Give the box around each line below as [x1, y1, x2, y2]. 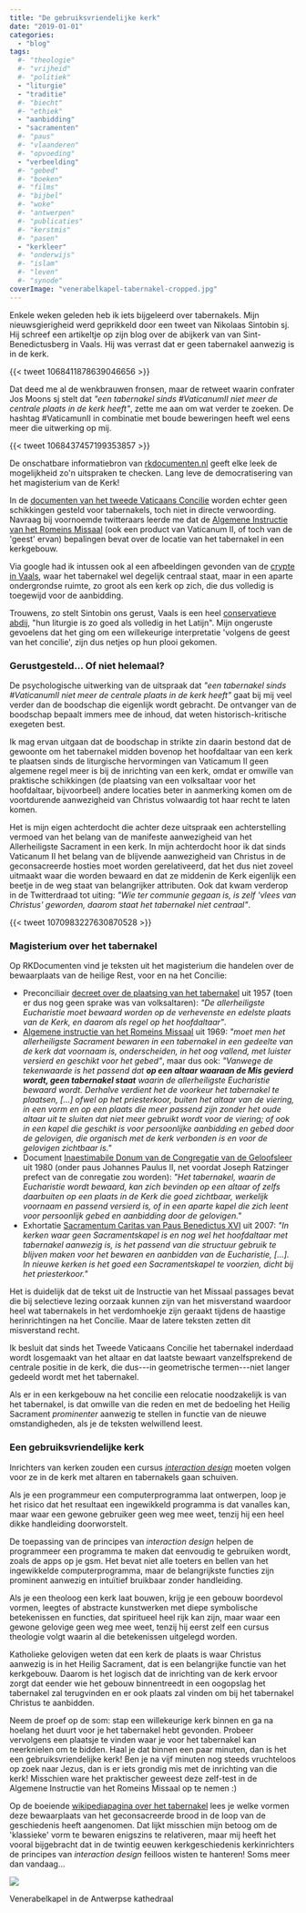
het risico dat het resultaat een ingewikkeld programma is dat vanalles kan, [9, 1498, 291, 1509]
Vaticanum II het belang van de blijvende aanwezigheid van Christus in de [9, 850, 286, 861]
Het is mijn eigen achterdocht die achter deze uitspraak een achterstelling [9, 821, 287, 832]
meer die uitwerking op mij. [9, 422, 112, 433]
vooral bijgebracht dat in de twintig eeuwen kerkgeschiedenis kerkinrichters [9, 1838, 295, 1850]
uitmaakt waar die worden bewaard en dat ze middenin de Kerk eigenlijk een [9, 869, 297, 880]
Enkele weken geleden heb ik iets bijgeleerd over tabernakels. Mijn [9, 309, 260, 320]
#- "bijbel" [17, 191, 64, 201]
